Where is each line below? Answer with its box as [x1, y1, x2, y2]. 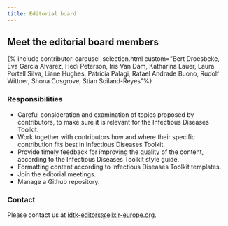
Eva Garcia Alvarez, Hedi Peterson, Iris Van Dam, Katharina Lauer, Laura [7, 62, 215, 71]
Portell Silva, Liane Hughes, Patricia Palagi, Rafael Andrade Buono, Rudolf [7, 69, 220, 78]
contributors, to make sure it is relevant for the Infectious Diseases [17, 118, 210, 126]
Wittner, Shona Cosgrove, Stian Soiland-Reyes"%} [7, 77, 152, 85]
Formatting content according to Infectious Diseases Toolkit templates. [17, 162, 222, 171]
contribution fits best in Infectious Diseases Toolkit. [17, 140, 166, 148]
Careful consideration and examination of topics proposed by [17, 110, 194, 119]
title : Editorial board [7, 10, 77, 17]
